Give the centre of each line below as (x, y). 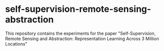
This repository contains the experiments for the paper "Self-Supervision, (81, 33)
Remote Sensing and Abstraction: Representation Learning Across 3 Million (82, 39)
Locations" (16, 44)
